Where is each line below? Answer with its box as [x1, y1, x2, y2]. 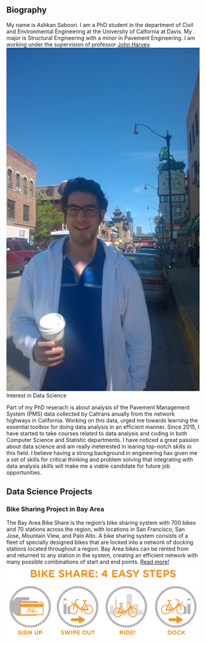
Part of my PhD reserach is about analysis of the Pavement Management [6, 403, 190, 411]
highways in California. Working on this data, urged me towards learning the [6, 416, 198, 424]
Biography [6, 5, 47, 15]
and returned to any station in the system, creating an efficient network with [6, 551, 198, 559]
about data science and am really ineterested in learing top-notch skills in [6, 443, 192, 450]
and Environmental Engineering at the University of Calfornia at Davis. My [6, 28, 192, 35]
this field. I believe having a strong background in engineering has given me [6, 449, 198, 456]
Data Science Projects [6, 487, 93, 497]
